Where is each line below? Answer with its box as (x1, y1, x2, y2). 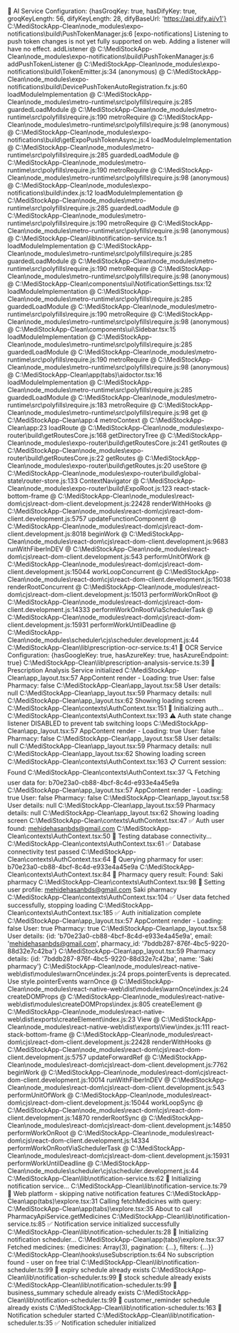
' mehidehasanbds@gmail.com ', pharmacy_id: (7, 939, 141, 948)
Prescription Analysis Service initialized (7, 666, 123, 674)
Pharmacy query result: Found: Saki (118, 870, 223, 879)
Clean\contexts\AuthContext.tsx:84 (7, 870, 111, 879)
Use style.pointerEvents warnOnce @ (7, 977, 118, 986)
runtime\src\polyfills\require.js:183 (7, 401, 108, 409)
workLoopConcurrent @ (91, 568, 163, 576)
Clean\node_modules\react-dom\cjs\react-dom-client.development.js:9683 (7, 537, 229, 546)
